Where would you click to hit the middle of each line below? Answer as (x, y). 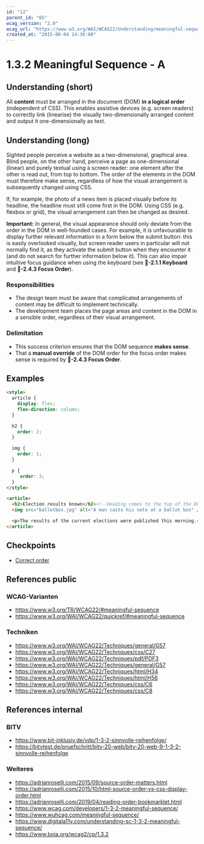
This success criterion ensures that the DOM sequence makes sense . (102, 346)
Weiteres (20, 769)
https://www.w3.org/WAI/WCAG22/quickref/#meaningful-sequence (100, 616)
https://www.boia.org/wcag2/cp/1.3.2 (62, 834)
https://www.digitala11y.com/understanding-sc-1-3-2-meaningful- (97, 821)
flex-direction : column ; (49, 409)
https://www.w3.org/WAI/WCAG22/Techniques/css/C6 (84, 684)
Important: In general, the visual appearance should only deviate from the (99, 223)
